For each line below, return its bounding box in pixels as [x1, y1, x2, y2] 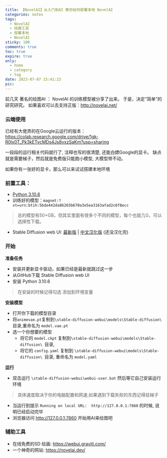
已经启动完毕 [16, 409, 43, 415]
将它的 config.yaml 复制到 [19, 347, 74, 353]
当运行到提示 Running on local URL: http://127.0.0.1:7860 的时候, [12, 402, 154, 408]
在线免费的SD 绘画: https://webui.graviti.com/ [12, 441, 106, 447]
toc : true [5, 49, 26, 54]
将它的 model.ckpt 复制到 [19, 335, 71, 341]
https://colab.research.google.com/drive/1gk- [5, 133, 99, 140]
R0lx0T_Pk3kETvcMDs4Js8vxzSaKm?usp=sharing [5, 139, 109, 145]
